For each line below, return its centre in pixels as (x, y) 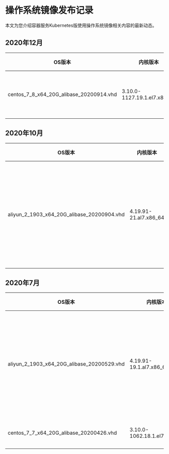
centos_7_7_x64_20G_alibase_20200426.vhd (62, 433)
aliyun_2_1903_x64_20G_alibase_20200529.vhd (66, 364)
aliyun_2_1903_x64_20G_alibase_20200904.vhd (66, 214)
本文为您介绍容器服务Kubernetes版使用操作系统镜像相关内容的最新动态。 (81, 25)
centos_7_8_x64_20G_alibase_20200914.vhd (62, 94)
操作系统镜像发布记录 (50, 10)
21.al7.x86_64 (147, 217)
